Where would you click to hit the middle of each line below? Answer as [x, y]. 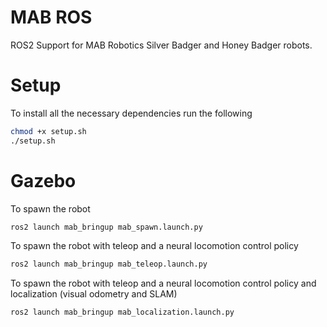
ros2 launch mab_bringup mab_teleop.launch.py [109, 264]
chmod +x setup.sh [48, 131]
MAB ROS [51, 17]
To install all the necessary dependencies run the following [131, 113]
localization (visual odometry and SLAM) [94, 294]
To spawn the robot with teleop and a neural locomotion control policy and [163, 283]
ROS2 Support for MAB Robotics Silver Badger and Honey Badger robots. [161, 45]
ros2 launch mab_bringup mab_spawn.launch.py [106, 227]
